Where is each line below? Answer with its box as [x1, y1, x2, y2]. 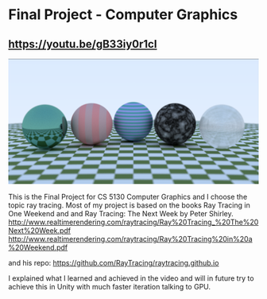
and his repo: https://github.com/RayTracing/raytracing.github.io [8, 258, 219, 267]
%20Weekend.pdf [8, 243, 68, 252]
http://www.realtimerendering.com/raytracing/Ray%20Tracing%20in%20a [8, 235, 253, 243]
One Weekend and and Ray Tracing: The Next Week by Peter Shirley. [8, 209, 234, 218]
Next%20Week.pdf [8, 226, 72, 235]
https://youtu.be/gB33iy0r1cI [8, 37, 157, 51]
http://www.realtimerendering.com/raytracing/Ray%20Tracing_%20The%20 [8, 217, 259, 227]
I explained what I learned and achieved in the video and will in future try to [8, 274, 254, 283]
